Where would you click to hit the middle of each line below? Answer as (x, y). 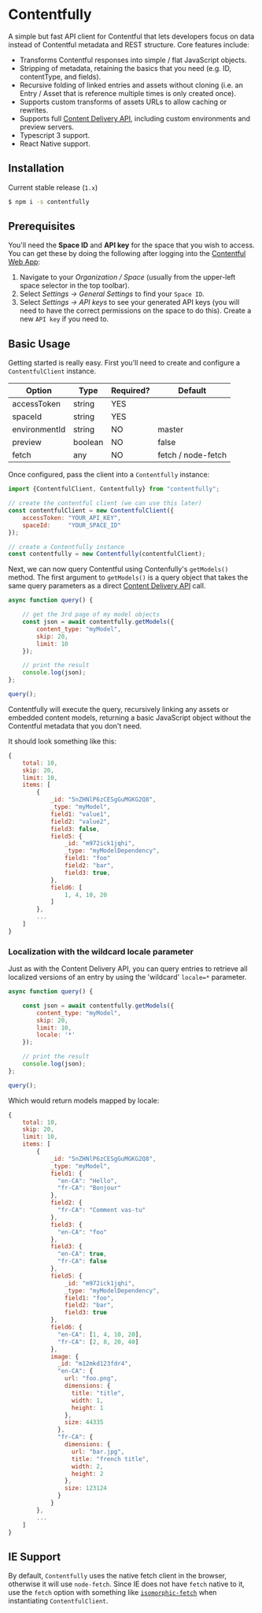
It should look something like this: (62, 741)
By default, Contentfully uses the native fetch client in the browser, (117, 1576)
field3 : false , (75, 829)
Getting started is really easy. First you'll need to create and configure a (124, 363)
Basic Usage (39, 344)
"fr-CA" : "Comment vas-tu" (102, 1211)
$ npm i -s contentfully (49, 202)
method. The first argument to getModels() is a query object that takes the (128, 577)
